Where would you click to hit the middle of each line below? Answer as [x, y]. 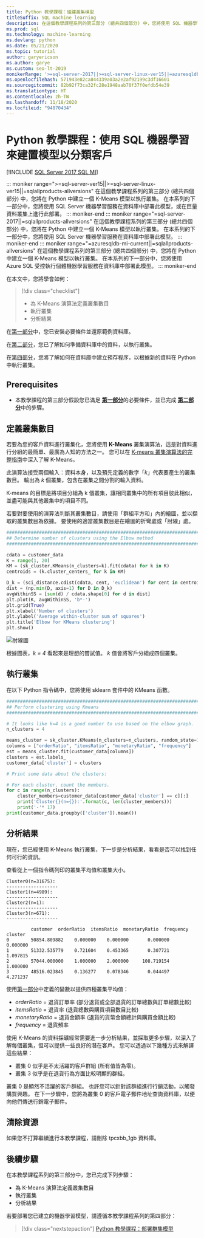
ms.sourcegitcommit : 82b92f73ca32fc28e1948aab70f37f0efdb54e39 [88, 86]
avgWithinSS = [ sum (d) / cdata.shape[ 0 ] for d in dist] [78, 594]
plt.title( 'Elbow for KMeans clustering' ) [61, 622]
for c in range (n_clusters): [43, 790]
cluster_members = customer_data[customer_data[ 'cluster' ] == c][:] [103, 796]
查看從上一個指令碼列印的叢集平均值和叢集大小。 [67, 870]
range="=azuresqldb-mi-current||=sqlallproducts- [130, 244]
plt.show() [20, 628]
